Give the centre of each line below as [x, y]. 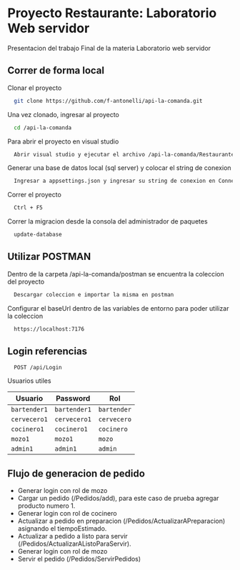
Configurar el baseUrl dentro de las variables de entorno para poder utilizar [118, 308]
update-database [38, 235]
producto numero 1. [46, 506]
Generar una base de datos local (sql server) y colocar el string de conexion [119, 168]
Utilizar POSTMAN [49, 257]
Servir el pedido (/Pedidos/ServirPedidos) [79, 559]
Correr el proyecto [35, 195]
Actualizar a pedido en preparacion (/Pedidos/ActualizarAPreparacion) [121, 521]
